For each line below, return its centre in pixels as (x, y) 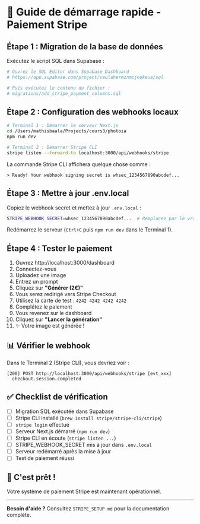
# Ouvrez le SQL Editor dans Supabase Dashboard (68, 72)
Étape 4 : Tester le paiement (60, 248)
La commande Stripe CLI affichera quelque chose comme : (79, 164)
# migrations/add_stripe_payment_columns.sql (64, 93)
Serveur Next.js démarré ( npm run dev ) (63, 431)
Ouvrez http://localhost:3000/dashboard (65, 263)
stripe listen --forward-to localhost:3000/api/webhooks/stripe (88, 153)
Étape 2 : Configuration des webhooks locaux (93, 112)
